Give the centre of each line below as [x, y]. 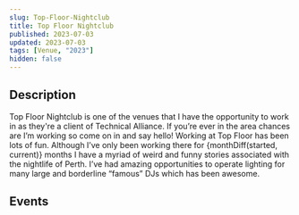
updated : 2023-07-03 [48, 42]
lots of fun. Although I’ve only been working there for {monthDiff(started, [143, 145]
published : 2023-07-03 [51, 34]
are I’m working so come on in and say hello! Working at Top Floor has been [149, 136]
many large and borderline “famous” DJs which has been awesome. [135, 173]
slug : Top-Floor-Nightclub [60, 17]
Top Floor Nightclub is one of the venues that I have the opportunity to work [149, 116]
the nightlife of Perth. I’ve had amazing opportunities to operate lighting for [147, 164]
